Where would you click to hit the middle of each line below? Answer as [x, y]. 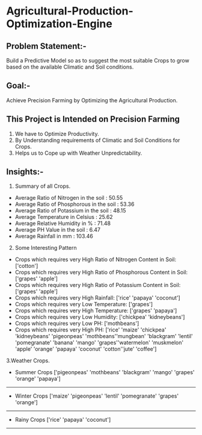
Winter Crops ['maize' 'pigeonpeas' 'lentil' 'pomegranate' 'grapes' [97, 396]
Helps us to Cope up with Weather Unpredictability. [78, 153]
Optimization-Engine [59, 24]
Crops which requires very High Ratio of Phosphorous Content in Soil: [101, 273]
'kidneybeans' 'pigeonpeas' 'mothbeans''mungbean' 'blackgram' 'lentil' [104, 336]
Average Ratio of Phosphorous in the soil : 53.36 [75, 204]
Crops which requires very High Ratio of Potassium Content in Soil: [98, 285]
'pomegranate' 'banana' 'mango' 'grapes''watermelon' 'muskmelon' [99, 343]
